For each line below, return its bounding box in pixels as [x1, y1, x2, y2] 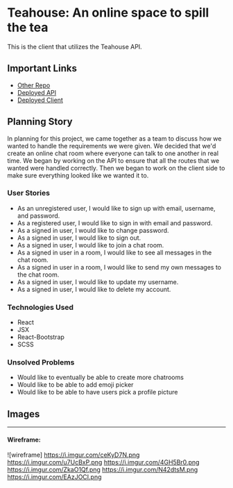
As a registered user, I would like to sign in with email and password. [17, 218, 213, 227]
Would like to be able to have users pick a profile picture [17, 388, 178, 397]
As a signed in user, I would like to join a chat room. [17, 241, 164, 249]
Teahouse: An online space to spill [7, 5, 209, 21]
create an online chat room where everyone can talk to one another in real [7, 149, 219, 157]
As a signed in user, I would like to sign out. [17, 234, 141, 242]
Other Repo [17, 81, 51, 89]
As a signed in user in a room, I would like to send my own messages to [17, 263, 222, 271]
